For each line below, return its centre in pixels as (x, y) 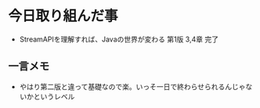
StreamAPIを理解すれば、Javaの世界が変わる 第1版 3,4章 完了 (119, 39)
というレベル (54, 96)
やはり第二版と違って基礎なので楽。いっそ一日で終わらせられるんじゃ (132, 86)
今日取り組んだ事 (63, 16)
